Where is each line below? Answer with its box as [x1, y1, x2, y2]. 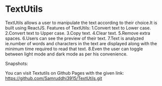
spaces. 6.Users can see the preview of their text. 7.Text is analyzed [5, 35, 144, 41]
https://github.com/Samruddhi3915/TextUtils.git [5, 75, 103, 81]
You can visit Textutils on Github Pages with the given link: [5, 70, 124, 76]
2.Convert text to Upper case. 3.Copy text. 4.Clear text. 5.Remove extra [5, 30, 150, 36]
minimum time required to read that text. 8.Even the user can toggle [5, 46, 143, 52]
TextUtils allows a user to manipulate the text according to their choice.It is [5, 20, 158, 26]
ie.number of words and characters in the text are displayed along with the [5, 40, 158, 46]
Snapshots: [5, 60, 28, 66]
